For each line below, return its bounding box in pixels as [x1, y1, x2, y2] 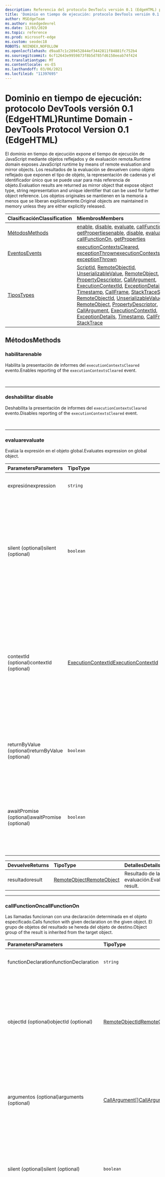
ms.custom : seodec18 [5, 39, 48, 44]
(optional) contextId [7, 659, 52, 666]
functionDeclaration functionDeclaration [7, 959, 99, 966]
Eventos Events [7, 249, 42, 256]
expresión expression [7, 483, 56, 489]
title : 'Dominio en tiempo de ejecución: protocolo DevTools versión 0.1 [5, 12, 160, 17]
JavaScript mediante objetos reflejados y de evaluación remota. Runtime [5, 156, 151, 162]
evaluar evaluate [5, 437, 45, 444]
